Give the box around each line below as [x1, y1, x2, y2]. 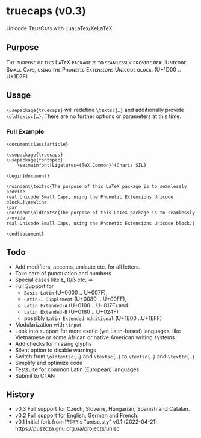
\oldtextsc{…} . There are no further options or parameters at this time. [6, 113, 182, 120]
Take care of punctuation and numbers [14, 269, 112, 277]
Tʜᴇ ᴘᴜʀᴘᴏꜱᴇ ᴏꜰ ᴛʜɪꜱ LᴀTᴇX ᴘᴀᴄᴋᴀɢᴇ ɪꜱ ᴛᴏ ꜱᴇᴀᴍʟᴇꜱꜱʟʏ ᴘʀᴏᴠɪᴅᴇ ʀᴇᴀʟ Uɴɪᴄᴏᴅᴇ [6, 58, 187, 66]
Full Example [6, 128, 45, 136]
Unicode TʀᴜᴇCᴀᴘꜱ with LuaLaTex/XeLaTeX [6, 24, 113, 31]
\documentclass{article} [6, 141, 69, 147]
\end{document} [6, 231, 45, 237]
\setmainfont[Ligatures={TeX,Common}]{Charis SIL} [17, 162, 147, 168]
